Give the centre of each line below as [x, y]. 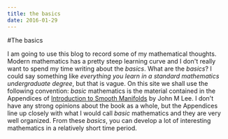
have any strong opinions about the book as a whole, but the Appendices [113, 105]
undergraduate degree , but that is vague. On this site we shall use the [108, 83]
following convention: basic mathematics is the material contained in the [111, 91]
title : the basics [34, 14]
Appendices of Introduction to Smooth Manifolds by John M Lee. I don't [111, 98]
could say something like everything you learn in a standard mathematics [113, 76]
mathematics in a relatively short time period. [72, 128]
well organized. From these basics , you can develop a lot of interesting [109, 120]
